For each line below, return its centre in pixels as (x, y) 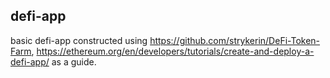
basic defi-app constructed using (79, 40)
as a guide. (74, 61)
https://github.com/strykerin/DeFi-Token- (235, 40)
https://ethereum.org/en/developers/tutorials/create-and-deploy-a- (175, 51)
